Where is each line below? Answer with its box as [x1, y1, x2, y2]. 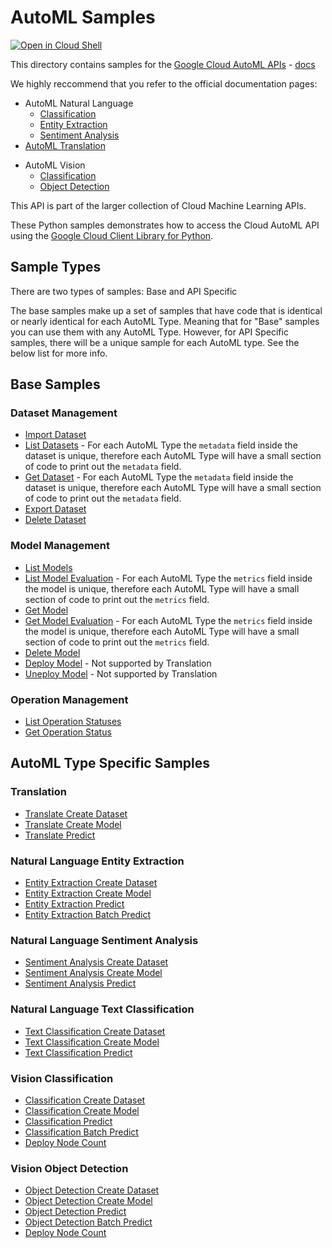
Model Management [10, 539, 110, 553]
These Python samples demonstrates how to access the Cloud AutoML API [10, 219, 320, 231]
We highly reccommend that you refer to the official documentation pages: [10, 77, 318, 90]
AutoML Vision [24, 159, 86, 171]
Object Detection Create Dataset [24, 1184, 160, 1196]
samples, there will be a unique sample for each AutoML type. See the [10, 336, 300, 348]
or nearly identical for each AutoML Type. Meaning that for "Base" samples [10, 315, 320, 327]
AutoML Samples [10, 6, 156, 29]
